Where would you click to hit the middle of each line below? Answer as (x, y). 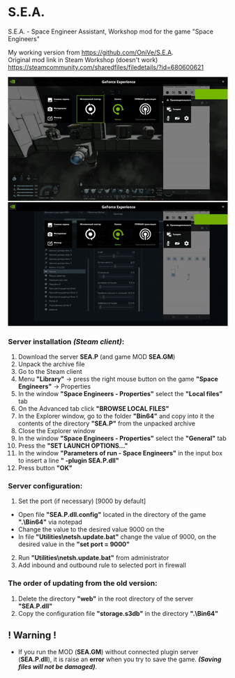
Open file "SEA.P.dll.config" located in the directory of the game (112, 515)
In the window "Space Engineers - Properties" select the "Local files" (120, 394)
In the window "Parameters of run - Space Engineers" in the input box (120, 453)
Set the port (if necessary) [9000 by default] (82, 501)
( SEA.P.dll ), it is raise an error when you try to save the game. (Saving (120, 659)
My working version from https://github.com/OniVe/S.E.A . (91, 52)
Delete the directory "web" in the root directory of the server (106, 598)
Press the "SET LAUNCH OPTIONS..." (73, 446)
